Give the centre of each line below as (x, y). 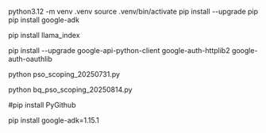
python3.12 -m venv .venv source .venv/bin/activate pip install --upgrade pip (133, 11)
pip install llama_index (44, 35)
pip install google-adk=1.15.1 (54, 120)
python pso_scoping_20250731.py (64, 74)
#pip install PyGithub (42, 105)
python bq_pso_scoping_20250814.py (70, 89)
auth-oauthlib (31, 59)
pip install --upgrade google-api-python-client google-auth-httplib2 (119, 50)
